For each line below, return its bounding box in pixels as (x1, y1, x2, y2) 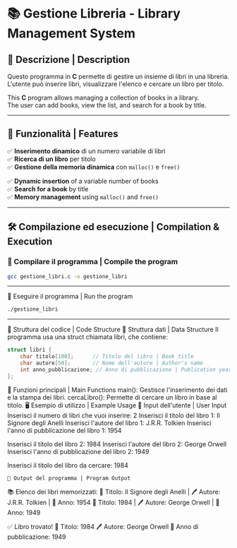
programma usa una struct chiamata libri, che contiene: (7, 333, 168, 341)
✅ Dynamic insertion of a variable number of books (7, 177, 159, 185)
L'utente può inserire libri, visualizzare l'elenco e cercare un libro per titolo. (7, 80, 224, 88)
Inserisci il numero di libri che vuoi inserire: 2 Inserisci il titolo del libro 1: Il (7, 411, 221, 419)
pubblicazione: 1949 (7, 532, 66, 541)
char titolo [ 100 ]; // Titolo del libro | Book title (20, 353, 194, 360)
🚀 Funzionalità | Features (7, 128, 119, 140)
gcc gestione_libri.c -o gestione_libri (7, 273, 128, 280)
